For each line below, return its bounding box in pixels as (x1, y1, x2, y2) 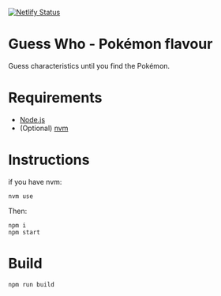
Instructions (8, 151, 90, 169)
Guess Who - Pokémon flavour (8, 36, 213, 53)
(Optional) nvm (19, 123, 69, 133)
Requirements (8, 89, 103, 107)
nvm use (8, 192, 34, 200)
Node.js (19, 114, 46, 124)
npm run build (8, 280, 55, 288)
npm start (8, 228, 41, 236)
